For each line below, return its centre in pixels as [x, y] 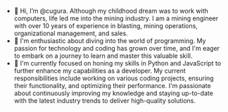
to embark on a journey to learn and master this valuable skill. [103, 56]
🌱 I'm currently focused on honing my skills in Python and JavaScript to [118, 63]
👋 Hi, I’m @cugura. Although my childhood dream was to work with [111, 11]
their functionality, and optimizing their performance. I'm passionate [112, 86]
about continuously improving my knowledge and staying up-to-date [113, 93]
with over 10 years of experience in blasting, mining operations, [106, 26]
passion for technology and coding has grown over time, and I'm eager [117, 48]
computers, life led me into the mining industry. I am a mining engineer [116, 18]
